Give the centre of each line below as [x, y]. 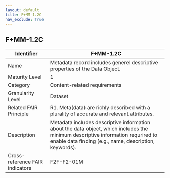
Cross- [16, 156]
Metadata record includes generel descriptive [104, 63]
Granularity [21, 93]
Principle [18, 114]
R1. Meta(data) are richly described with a [100, 108]
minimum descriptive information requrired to [104, 135]
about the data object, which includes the [99, 129]
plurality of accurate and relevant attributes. [102, 114]
